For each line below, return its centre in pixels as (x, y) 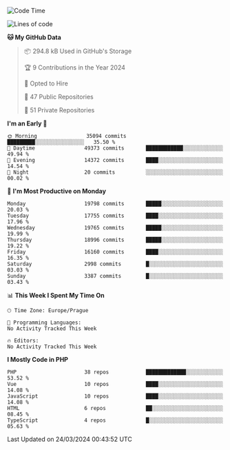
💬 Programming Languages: (44, 323)
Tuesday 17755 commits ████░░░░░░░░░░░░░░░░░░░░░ (115, 216)
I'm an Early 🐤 (27, 123)
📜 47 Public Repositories (59, 97)
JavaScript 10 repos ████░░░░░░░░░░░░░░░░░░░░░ (115, 396)
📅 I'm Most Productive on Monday (57, 191)
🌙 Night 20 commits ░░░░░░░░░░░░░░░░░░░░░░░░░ (115, 172)
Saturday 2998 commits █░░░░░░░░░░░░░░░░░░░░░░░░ (115, 264)
